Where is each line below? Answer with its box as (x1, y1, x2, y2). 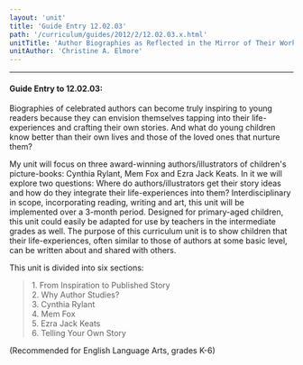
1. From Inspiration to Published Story (31, 280, 170, 291)
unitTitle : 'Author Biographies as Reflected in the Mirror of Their (9, 38, 277, 48)
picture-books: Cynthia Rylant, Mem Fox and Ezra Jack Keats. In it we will (9, 169, 282, 179)
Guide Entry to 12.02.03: (9, 83, 104, 94)
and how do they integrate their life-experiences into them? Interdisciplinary (9, 187, 291, 198)
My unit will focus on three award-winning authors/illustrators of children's (9, 159, 287, 169)
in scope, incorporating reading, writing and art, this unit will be (9, 197, 245, 208)
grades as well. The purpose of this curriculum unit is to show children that (9, 226, 288, 237)
